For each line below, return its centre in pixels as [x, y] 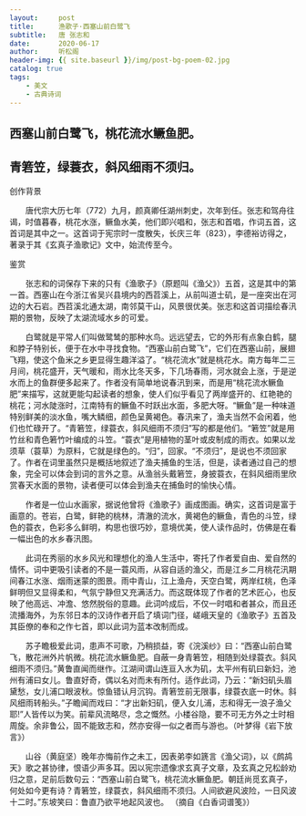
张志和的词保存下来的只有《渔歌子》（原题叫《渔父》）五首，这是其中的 [157, 283]
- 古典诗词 [44, 94]
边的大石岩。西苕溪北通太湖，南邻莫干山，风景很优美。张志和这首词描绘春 [149, 305]
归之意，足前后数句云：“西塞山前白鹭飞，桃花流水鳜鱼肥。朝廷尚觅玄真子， [151, 779]
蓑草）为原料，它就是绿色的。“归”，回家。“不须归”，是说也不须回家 [160, 450]
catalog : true [36, 69]
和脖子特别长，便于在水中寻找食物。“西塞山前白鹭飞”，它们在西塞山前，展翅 [153, 348]
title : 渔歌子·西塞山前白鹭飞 [70, 26]
